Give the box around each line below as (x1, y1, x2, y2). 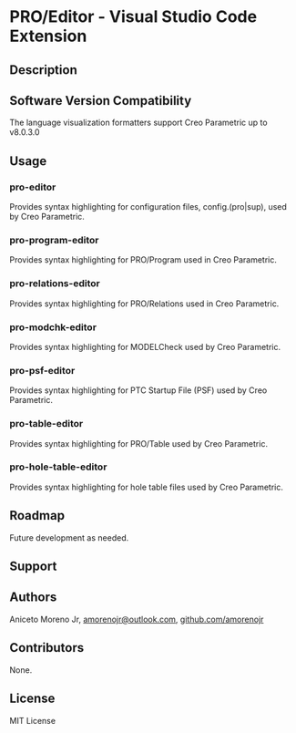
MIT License (9, 715, 56, 726)
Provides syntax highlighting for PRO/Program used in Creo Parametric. (9, 254, 278, 265)
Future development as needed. (9, 532, 129, 543)
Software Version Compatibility (9, 93, 192, 108)
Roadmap (9, 508, 66, 523)
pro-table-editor (9, 418, 84, 430)
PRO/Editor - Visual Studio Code (9, 6, 258, 27)
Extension (9, 26, 87, 46)
